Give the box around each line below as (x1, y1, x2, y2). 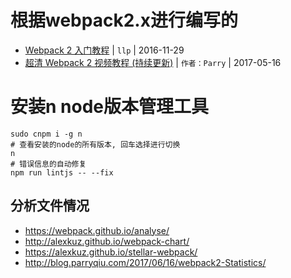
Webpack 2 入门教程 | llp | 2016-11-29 (24, 44, 185, 56)
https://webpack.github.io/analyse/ (24, 224, 170, 236)
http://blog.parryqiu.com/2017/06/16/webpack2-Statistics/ (24, 256, 267, 268)
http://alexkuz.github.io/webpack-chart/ (24, 235, 190, 247)
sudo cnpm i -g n (10, 129, 83, 139)
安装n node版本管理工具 (10, 96, 209, 118)
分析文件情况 (10, 197, 90, 215)
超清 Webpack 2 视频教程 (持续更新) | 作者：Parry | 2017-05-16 (24, 56, 282, 68)
